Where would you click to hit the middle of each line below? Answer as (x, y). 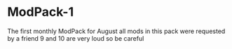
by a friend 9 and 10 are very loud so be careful (76, 38)
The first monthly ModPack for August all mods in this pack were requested (116, 31)
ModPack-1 (41, 12)
